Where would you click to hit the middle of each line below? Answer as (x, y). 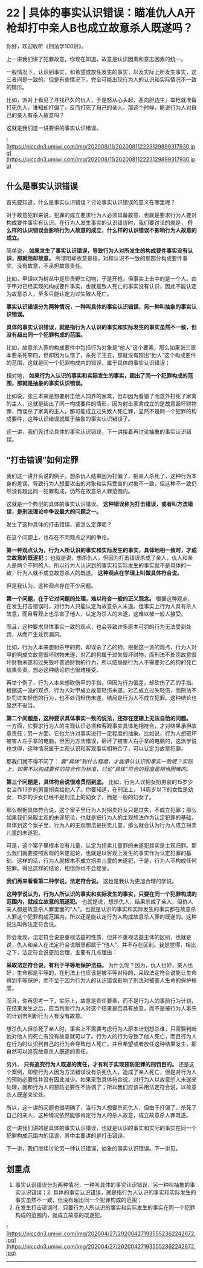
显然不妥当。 (22, 705)
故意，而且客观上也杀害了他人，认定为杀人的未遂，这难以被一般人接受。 (96, 614)
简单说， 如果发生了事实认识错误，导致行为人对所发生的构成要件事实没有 (97, 250)
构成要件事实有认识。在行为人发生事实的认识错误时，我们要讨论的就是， (96, 222)
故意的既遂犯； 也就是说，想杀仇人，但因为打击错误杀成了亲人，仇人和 (99, 557)
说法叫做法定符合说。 (33, 924)
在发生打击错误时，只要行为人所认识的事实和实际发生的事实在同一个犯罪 (105, 1207)
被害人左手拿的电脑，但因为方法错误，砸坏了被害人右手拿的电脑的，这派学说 (101, 741)
